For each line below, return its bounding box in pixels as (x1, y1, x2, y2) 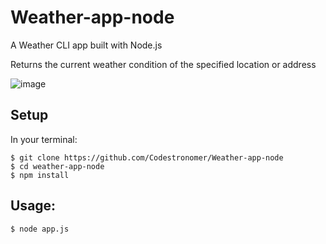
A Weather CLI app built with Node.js (10, 39, 163, 51)
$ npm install (10, 170, 70, 180)
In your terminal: (10, 133, 78, 145)
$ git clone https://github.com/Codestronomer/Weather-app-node (10, 152, 284, 163)
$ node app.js (10, 224, 70, 234)
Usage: (10, 197, 57, 215)
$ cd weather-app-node (10, 161, 105, 171)
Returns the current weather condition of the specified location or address (10, 58, 317, 70)
